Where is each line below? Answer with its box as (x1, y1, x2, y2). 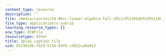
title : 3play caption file (5, 39, 61, 44)
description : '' (5, 12, 39, 17)
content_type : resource (5, 7, 54, 12)
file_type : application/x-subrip (5, 20, 74, 26)
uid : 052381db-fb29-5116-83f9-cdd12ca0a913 (5, 43, 96, 48)
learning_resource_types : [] (5, 25, 65, 30)
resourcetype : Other (5, 35, 48, 39)
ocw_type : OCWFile (5, 30, 43, 35)
